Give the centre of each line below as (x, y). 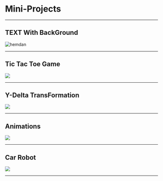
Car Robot (21, 158)
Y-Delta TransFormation (42, 95)
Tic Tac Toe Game (33, 64)
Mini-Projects (33, 9)
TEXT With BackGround (42, 33)
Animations (23, 126)
